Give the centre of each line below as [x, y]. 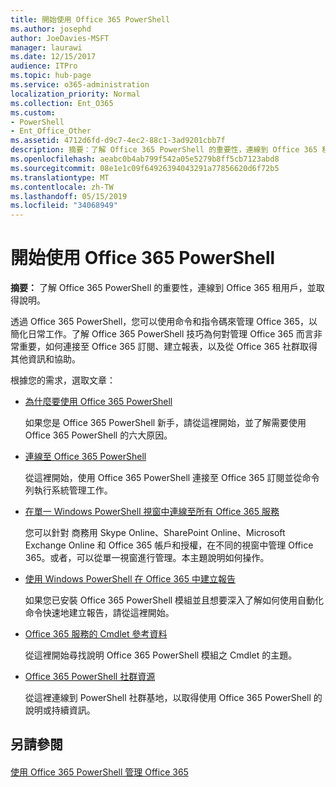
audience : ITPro [44, 66]
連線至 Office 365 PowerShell [85, 457]
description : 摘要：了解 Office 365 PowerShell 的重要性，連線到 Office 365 [164, 150]
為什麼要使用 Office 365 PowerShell [98, 402]
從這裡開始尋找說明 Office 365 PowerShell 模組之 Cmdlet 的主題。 [161, 655]
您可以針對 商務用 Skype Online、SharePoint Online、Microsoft [155, 533]
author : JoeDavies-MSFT [60, 38]
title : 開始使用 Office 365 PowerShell [90, 19]
